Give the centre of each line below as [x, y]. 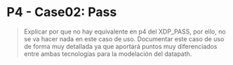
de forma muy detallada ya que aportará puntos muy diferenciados [120, 46]
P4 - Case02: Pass [62, 12]
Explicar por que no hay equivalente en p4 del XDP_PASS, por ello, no [125, 31]
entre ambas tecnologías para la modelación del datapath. [108, 54]
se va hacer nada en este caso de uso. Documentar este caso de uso [124, 38]
